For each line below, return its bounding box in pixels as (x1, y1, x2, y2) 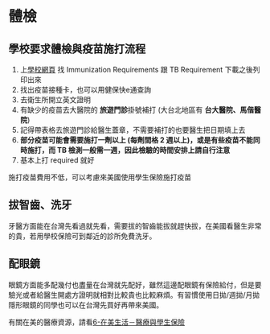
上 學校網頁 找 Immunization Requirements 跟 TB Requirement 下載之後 (19, 65, 253, 74)
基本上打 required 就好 (19, 155, 95, 165)
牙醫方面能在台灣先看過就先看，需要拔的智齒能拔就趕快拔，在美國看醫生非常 (8, 221, 262, 230)
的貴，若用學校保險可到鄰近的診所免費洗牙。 (8, 231, 157, 241)
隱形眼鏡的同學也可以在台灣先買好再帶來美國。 (8, 299, 163, 310)
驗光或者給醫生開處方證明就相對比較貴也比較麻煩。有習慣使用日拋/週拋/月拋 (8, 290, 260, 299)
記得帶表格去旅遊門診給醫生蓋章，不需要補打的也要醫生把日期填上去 (19, 126, 246, 134)
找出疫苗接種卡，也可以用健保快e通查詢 (19, 85, 151, 94)
